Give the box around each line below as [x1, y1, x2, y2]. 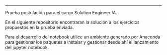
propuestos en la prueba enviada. [5, 25, 74, 30]
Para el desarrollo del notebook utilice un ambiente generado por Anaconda [5, 34, 161, 40]
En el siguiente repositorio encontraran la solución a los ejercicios [5, 19, 140, 25]
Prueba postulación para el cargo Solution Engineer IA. [5, 10, 118, 15]
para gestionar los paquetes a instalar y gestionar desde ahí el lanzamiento [5, 39, 159, 45]
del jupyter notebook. [5, 45, 49, 50]
